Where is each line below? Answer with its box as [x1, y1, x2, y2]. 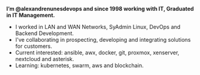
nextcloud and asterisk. [15, 56, 74, 62]
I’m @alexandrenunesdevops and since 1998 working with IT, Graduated [6, 5, 194, 12]
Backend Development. [15, 30, 74, 37]
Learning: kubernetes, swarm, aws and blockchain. [15, 62, 144, 69]
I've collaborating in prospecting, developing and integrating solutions [15, 36, 191, 43]
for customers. [15, 42, 52, 50]
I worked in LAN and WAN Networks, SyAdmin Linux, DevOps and [15, 24, 181, 30]
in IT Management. [6, 11, 55, 19]
